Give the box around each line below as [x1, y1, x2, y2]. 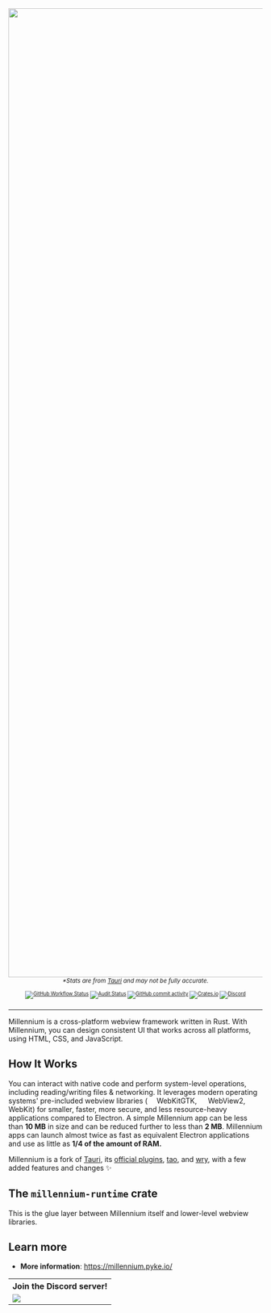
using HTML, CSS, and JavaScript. [8, 1034, 123, 1044]
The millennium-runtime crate [8, 1187, 158, 1201]
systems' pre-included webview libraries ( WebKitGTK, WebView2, [8, 1096, 246, 1105]
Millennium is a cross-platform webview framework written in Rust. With [8, 1017, 248, 1026]
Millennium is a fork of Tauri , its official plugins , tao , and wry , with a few [8, 1154, 247, 1164]
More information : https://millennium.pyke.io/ [19, 1261, 173, 1271]
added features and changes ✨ [8, 1163, 112, 1172]
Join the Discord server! [12, 1281, 108, 1292]
